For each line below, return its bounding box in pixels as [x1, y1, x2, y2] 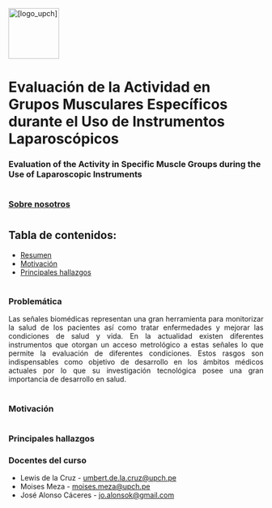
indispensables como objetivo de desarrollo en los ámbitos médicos [8, 357, 264, 367]
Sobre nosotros [8, 199, 70, 210]
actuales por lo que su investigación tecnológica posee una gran [8, 365, 264, 376]
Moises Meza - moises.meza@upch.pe [19, 482, 151, 492]
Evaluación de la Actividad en [8, 78, 211, 96]
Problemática [8, 296, 62, 307]
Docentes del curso [8, 455, 87, 466]
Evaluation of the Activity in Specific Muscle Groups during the [8, 159, 261, 170]
